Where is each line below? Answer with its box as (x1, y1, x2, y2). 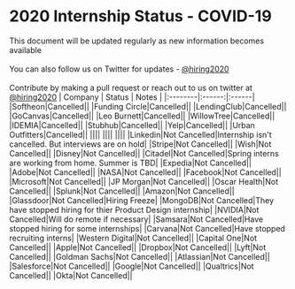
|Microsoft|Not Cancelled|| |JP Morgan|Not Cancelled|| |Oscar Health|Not (9, 176, 279, 186)
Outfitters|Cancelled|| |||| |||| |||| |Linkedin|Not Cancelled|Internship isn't (9, 129, 272, 140)
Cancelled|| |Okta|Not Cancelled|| (9, 270, 133, 280)
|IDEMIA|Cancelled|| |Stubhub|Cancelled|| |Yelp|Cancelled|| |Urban (9, 119, 255, 130)
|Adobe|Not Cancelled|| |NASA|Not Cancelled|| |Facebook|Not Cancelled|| (9, 166, 282, 178)
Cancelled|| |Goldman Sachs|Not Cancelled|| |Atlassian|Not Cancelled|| (9, 251, 270, 262)
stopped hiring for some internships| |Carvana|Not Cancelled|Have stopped (9, 223, 286, 233)
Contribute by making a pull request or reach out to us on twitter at (9, 82, 252, 93)
